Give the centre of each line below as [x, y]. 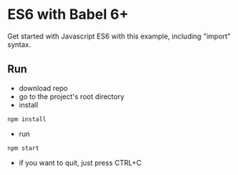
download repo [43, 88]
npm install [27, 119]
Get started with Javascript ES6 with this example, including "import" [119, 36]
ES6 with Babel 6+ [68, 15]
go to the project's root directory [71, 97]
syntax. [19, 44]
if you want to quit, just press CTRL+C [80, 162]
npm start [24, 148]
